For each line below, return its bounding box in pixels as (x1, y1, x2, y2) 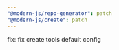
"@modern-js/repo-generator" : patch (7, 10, 112, 17)
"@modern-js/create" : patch (7, 16, 88, 23)
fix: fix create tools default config (7, 35, 101, 43)
